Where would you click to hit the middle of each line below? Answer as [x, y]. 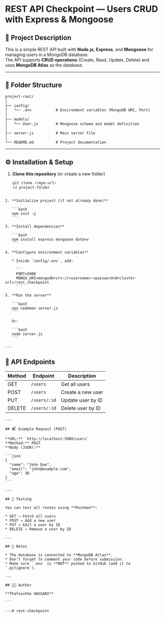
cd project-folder [31, 188]
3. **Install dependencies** [35, 227]
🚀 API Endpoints [30, 362]
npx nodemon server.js [35, 308]
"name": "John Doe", [30, 465]
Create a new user [82, 392]
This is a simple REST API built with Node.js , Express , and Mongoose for [79, 49]
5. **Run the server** [28, 295]
